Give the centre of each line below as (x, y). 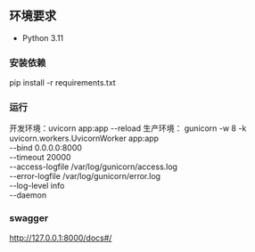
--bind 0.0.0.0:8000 (46, 148)
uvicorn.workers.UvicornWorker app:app (84, 138)
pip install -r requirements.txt (62, 83)
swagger (29, 218)
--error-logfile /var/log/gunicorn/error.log (85, 176)
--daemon (28, 195)
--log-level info (37, 186)
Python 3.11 (43, 37)
